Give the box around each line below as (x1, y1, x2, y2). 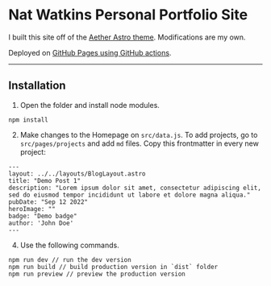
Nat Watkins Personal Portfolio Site (8, 6, 248, 24)
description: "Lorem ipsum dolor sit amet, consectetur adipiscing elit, (8, 184, 262, 192)
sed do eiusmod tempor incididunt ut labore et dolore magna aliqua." (8, 191, 251, 199)
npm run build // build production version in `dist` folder (8, 263, 219, 271)
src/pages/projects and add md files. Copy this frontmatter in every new (19, 139, 260, 148)
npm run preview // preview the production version (8, 270, 186, 278)
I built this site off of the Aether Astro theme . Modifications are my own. (8, 32, 246, 42)
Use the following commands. (19, 240, 119, 250)
